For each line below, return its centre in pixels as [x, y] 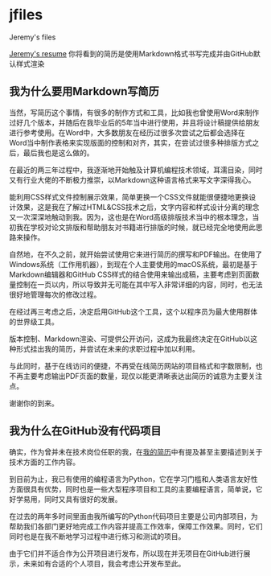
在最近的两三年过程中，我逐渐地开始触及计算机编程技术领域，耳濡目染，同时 [136, 170]
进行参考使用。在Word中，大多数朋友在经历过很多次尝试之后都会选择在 [127, 132]
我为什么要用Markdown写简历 [84, 91]
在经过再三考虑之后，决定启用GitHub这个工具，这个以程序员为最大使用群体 [133, 311]
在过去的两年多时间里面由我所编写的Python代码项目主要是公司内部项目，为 [133, 516]
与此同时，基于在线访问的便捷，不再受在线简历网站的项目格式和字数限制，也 [136, 366]
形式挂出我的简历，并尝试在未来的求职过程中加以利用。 [107, 348]
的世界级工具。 [34, 321]
